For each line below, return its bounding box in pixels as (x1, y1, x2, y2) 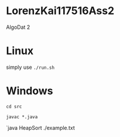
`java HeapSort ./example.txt (6, 124, 75, 131)
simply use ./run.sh (6, 64, 54, 71)
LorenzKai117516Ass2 (6, 4, 115, 18)
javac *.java (6, 113, 38, 120)
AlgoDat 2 (6, 24, 30, 31)
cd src (6, 103, 22, 109)
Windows (6, 84, 53, 98)
